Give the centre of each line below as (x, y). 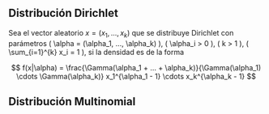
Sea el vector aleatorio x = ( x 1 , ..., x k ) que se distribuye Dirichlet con (121, 34)
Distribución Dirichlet (64, 13)
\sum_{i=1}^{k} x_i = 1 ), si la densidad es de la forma (96, 52)
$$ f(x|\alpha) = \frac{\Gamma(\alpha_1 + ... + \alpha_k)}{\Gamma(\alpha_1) (136, 67)
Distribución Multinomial (72, 101)
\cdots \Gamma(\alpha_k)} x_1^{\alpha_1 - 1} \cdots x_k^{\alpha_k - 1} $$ (136, 76)
